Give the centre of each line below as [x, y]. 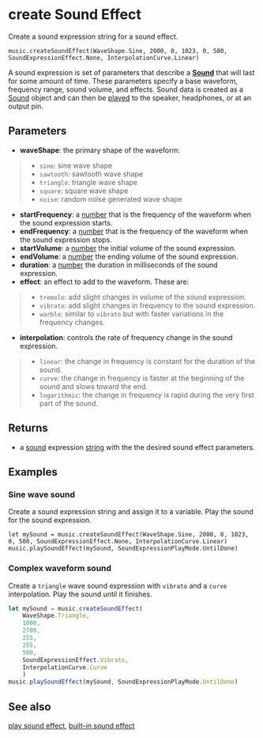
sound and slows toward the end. [94, 386]
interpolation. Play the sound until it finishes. [80, 594]
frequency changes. [72, 322]
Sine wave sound [42, 494]
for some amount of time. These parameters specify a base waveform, [123, 81]
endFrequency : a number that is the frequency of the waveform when [134, 231]
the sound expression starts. [66, 222]
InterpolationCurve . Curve [65, 667]
